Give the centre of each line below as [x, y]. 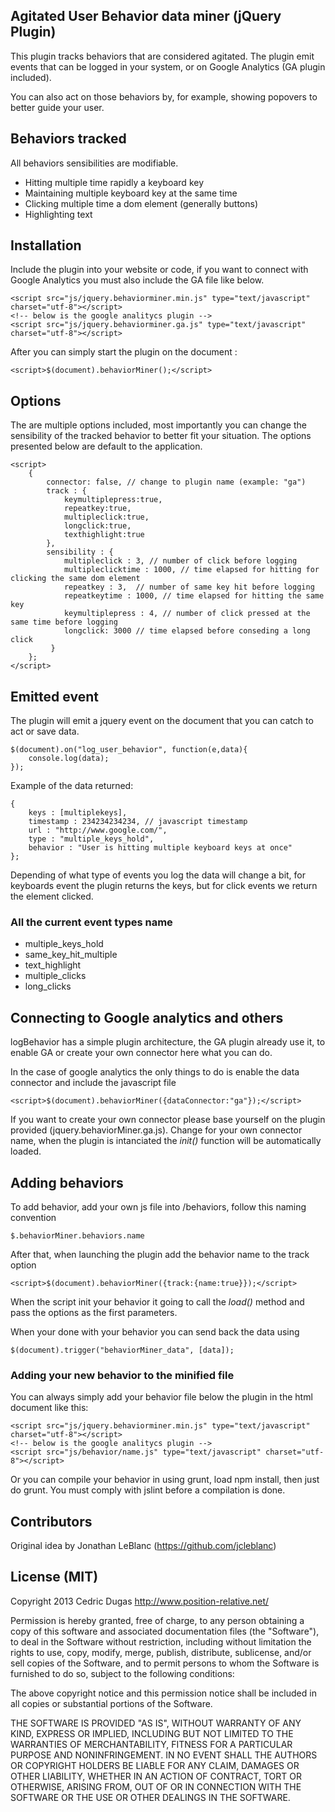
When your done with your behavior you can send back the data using [155, 1331]
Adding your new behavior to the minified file [122, 1375]
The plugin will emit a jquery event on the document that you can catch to [162, 721]
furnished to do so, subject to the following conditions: [122, 1673]
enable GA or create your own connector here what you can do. [141, 1053]
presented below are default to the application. [106, 446]
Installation [46, 245]
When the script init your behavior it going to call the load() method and [157, 1301]
